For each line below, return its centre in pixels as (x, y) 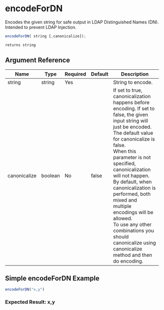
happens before (131, 102)
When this (125, 151)
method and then (133, 255)
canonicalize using (134, 243)
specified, (124, 163)
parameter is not (132, 157)
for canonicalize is (134, 139)
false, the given (131, 114)
